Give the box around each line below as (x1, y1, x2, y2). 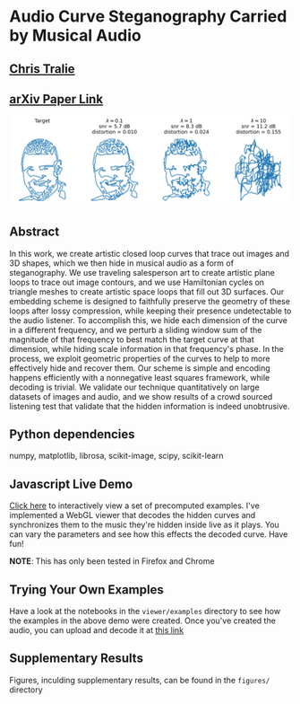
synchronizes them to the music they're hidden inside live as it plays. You (9, 519, 279, 531)
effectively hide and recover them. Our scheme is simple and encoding (9, 362, 270, 374)
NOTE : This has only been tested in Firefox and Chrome (9, 556, 215, 567)
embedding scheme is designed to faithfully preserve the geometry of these (9, 295, 291, 306)
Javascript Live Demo (9, 476, 133, 491)
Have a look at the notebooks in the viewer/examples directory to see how (9, 606, 280, 617)
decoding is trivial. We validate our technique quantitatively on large (9, 382, 260, 392)
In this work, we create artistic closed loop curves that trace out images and (9, 248, 289, 259)
